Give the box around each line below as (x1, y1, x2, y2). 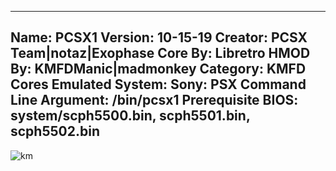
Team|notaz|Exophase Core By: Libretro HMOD (10, 45, 311, 62)
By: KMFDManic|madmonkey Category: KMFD (10, 61, 307, 78)
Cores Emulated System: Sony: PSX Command (10, 76, 307, 93)
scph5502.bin (10, 123, 100, 140)
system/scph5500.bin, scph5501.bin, (10, 107, 251, 125)
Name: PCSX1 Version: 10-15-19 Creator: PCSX (10, 29, 308, 46)
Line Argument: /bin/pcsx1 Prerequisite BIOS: (10, 92, 299, 109)
